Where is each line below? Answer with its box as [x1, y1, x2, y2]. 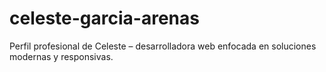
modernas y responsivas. [9, 50, 114, 62]
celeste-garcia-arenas [9, 7, 200, 30]
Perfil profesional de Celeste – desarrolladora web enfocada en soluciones [9, 40, 317, 52]
